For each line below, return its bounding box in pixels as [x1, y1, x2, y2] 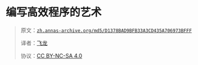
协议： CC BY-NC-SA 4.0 [20, 52, 83, 59]
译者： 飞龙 [20, 39, 48, 46]
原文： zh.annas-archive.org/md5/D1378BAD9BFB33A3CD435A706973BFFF [20, 26, 192, 34]
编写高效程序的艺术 [5, 5, 102, 19]
